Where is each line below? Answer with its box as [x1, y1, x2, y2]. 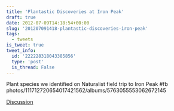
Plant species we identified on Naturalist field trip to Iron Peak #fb [6, 81, 169, 88]
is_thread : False [11, 64, 55, 70]
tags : [6, 31, 20, 37]
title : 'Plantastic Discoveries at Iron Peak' [6, 8, 124, 15]
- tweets [11, 36, 33, 42]
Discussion [6, 98, 33, 106]
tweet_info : [6, 48, 36, 54]
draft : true [6, 14, 36, 20]
